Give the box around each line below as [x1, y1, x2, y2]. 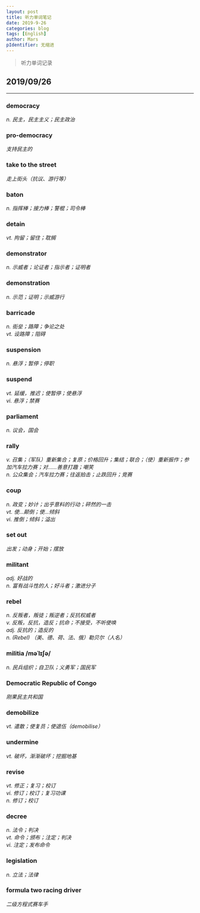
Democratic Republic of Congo [6, 678, 97, 687]
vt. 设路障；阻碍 [6, 331, 46, 338]
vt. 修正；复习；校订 [6, 782, 56, 789]
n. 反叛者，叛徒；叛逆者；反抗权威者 [6, 612, 96, 619]
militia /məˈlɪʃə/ [6, 649, 51, 658]
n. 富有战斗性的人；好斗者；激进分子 [6, 582, 96, 590]
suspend [6, 375, 33, 384]
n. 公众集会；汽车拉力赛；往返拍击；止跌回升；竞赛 [6, 471, 133, 478]
